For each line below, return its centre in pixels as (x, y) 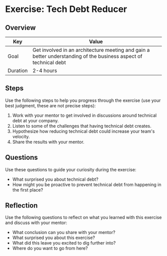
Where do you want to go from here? (50, 249)
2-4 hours (45, 71)
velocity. (21, 136)
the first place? (28, 190)
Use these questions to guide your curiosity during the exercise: (71, 169)
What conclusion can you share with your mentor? (64, 233)
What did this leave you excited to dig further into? (64, 243)
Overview (21, 28)
